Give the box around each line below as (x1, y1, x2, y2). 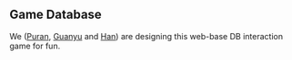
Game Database (9, 7, 102, 22)
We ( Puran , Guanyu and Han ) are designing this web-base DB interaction (9, 30, 284, 41)
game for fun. (9, 40, 61, 51)
